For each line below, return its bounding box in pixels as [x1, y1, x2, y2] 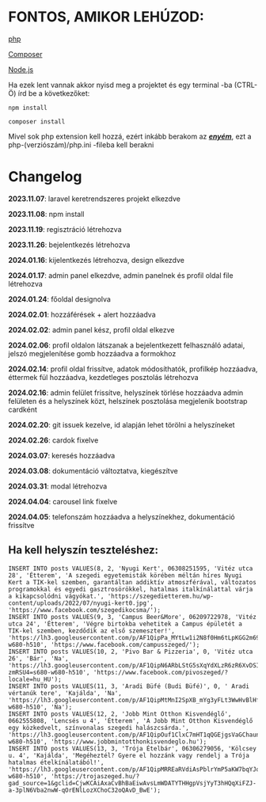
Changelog [8, 168, 82, 186]
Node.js [8, 64, 34, 74]
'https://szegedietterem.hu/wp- [107, 592, 215, 600]
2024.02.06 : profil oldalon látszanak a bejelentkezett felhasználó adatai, [8, 340, 245, 350]
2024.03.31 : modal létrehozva [8, 481, 108, 491]
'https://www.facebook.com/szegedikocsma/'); [8, 606, 161, 614]
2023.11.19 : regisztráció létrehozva [8, 224, 122, 234]
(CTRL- [234, 80, 258, 89]
